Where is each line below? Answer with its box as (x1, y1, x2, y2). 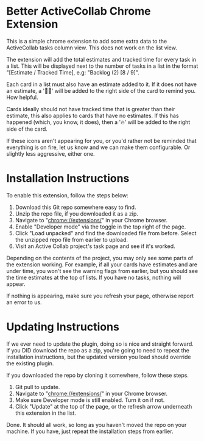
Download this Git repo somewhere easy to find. (15, 203, 136, 211)
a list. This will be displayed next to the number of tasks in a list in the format (6, 62, 199, 70)
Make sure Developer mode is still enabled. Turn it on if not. (15, 396, 165, 404)
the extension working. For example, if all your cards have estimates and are (6, 261, 198, 268)
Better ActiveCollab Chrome (6, 4, 151, 18)
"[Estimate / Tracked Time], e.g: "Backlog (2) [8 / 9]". (6, 68, 140, 76)
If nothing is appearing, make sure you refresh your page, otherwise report (6, 292, 194, 299)
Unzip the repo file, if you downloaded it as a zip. (15, 210, 139, 217)
